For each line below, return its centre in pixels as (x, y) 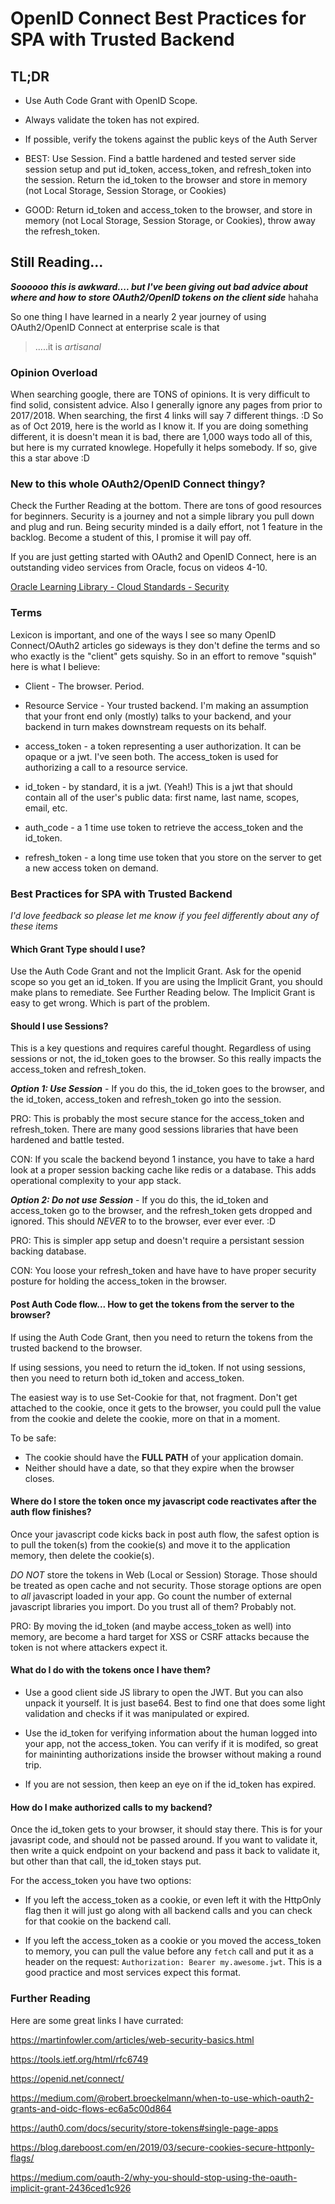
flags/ (22, 2158)
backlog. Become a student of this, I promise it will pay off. (131, 538)
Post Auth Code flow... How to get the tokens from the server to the (152, 1304)
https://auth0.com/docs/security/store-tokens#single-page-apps (144, 2128)
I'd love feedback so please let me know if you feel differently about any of (165, 915)
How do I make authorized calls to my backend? (111, 1807)
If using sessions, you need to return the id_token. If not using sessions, (158, 1367)
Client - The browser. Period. (84, 686)
